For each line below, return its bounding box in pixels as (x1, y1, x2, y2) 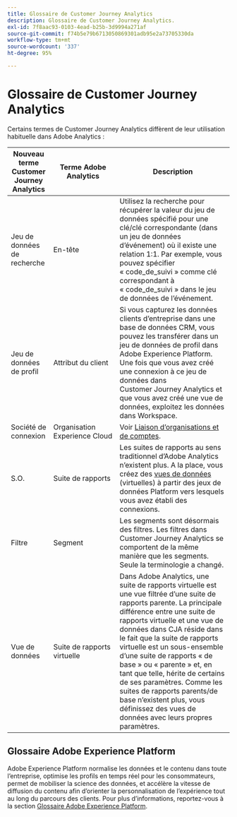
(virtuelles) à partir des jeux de (119, 477, 221, 487)
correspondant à (119, 275, 175, 285)
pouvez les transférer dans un (119, 331, 219, 341)
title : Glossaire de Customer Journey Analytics (7, 10, 153, 18)
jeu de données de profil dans (119, 340, 219, 350)
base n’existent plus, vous (119, 695, 205, 705)
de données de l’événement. (119, 293, 214, 303)
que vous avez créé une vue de (119, 393, 224, 402)
